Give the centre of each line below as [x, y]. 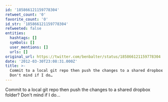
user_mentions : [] [29, 47]
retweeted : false [23, 29]
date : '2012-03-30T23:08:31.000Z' [41, 61]
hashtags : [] [23, 38]
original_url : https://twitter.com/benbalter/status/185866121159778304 [83, 57]
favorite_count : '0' [27, 19]
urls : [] [19, 52]
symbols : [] [22, 43]
